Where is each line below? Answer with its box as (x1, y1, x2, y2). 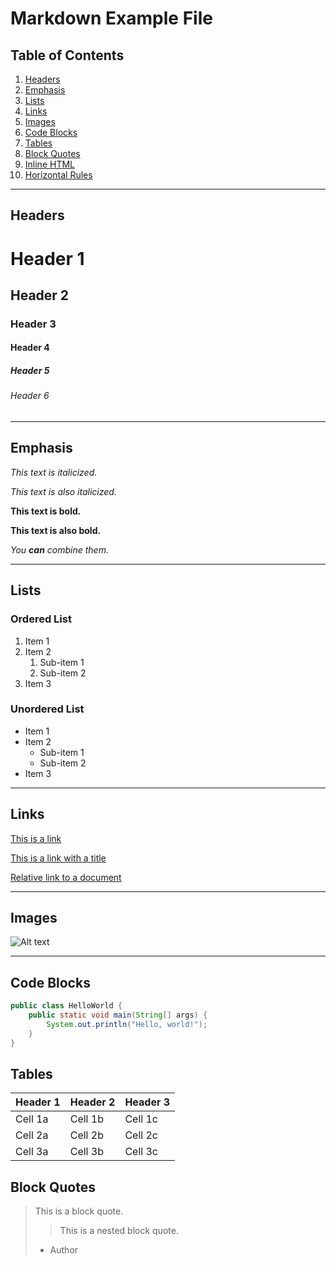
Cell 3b (69, 1145, 104, 1159)
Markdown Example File (10, 7, 213, 30)
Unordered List (10, 702, 85, 716)
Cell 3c (124, 1145, 158, 1159)
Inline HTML (24, 158, 75, 170)
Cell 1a (15, 1112, 49, 1126)
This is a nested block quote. (59, 1225, 179, 1237)
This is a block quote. (34, 1205, 124, 1217)
